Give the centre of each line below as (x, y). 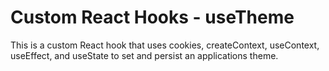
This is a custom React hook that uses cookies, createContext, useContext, (165, 45)
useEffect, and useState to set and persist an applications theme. (144, 55)
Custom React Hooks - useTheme (152, 17)
